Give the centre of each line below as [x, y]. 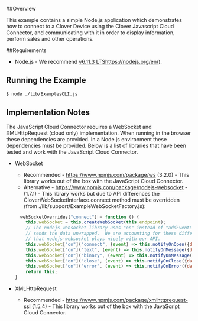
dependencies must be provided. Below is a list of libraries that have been [96, 145]
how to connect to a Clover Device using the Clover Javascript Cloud [90, 26]
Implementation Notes [48, 113]
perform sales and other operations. [50, 39]
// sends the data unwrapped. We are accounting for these [101, 234]
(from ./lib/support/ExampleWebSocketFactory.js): [85, 206]
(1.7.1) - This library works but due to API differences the [92, 193]
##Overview [21, 9]
